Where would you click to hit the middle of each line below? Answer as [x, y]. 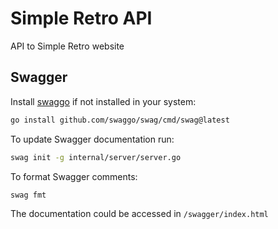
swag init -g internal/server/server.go [96, 157]
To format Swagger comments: [74, 176]
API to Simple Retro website [67, 46]
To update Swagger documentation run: [92, 139]
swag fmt [28, 195]
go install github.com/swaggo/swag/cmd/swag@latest [120, 120]
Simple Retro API [81, 18]
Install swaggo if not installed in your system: [103, 101]
